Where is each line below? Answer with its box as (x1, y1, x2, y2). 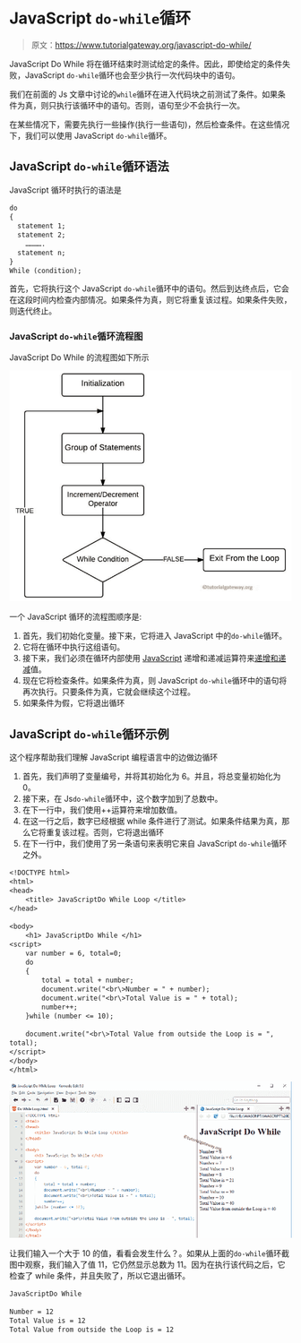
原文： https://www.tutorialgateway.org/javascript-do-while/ (30, 39, 253, 50)
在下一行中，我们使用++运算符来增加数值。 (21, 805, 183, 815)
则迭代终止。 (9, 306, 56, 316)
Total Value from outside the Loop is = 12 (9, 1325, 175, 1334)
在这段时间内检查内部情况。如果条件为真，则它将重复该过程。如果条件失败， (9, 294, 292, 305)
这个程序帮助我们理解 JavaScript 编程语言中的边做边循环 (9, 752, 219, 762)
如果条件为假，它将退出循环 (21, 698, 125, 709)
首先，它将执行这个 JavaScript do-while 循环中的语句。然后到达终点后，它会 (9, 283, 289, 294)
